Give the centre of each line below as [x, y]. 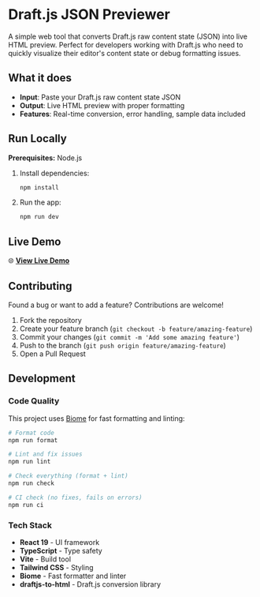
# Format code [32, 433]
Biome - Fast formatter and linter [73, 576]
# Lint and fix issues [45, 454]
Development [42, 379]
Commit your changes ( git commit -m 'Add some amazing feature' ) [130, 336]
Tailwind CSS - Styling [56, 567]
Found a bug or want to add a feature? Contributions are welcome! [116, 305]
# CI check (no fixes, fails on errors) [76, 497]
